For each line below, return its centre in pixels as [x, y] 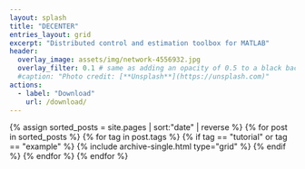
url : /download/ [57, 102]
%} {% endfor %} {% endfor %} [69, 156]
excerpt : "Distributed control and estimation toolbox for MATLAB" [140, 43]
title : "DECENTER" [44, 26]
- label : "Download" [56, 93]
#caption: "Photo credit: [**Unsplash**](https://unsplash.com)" [144, 77]
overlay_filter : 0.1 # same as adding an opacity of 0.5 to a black [150, 69]
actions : [26, 85]
